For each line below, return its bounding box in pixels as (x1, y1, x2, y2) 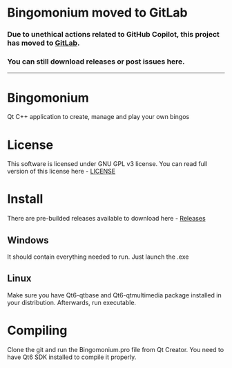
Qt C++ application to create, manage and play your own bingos (7, 113, 190, 121)
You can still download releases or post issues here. (7, 57, 185, 66)
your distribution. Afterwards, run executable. (7, 298, 137, 306)
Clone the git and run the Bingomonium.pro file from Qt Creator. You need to (7, 345, 224, 353)
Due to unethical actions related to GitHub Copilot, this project (7, 30, 220, 39)
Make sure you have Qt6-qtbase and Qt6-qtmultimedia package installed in (7, 291, 222, 299)
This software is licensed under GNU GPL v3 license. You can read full (7, 160, 208, 168)
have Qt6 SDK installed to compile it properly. (7, 353, 137, 361)
